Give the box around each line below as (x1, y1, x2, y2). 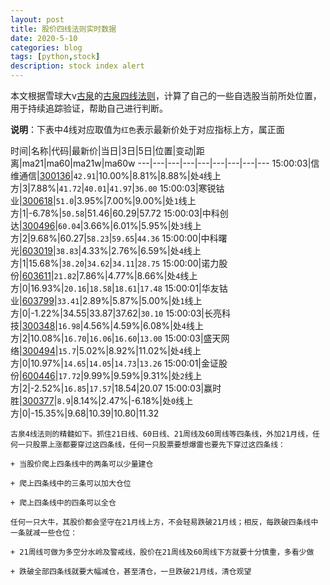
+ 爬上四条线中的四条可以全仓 (10, 498, 117, 508)
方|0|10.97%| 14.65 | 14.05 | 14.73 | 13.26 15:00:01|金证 (10, 357, 219, 369)
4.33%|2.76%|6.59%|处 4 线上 (81, 245, 202, 256)
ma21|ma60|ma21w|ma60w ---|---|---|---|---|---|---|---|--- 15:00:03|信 (21, 157, 320, 169)
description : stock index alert (10, 61, 145, 71)
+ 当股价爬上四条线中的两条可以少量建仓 (10, 459, 154, 469)
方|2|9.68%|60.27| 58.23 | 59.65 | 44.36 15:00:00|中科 (10, 232, 219, 244)
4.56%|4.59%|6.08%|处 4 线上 (83, 320, 204, 331)
